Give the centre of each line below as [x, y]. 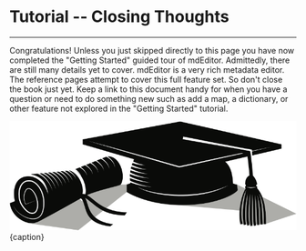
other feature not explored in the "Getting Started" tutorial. [119, 108]
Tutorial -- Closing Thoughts [119, 17]
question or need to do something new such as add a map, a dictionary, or [149, 98]
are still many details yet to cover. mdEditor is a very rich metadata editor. [147, 69]
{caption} [27, 237]
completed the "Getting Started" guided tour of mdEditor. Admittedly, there [150, 60]
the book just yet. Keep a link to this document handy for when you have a [148, 89]
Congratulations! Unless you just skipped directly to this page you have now [152, 50]
